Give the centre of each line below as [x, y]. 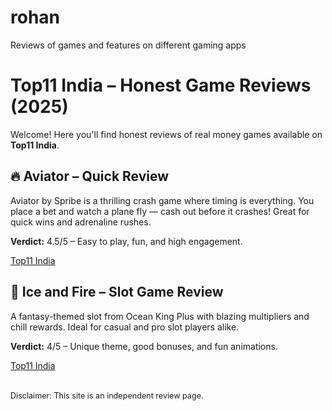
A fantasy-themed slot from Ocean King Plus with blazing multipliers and [160, 316]
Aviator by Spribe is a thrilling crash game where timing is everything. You [162, 200]
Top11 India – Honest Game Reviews [161, 85]
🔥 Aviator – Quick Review [90, 176]
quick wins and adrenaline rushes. [81, 222]
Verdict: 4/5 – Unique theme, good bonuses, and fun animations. [144, 346]
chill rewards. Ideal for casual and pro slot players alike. [125, 327]
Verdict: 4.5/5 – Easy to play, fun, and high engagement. [126, 241]
